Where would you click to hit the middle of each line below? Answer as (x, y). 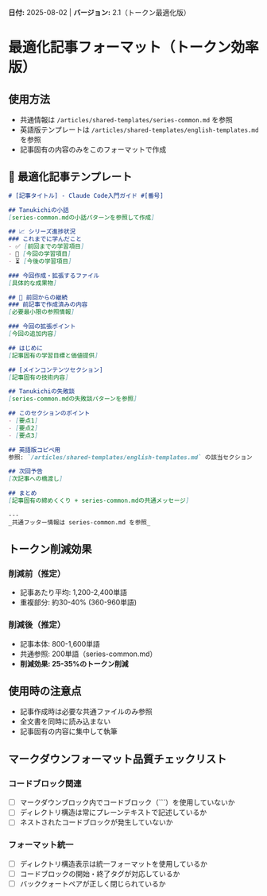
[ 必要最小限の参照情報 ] (42, 312)
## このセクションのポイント (49, 413)
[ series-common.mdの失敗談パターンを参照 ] (73, 399)
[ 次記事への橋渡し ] (36, 479)
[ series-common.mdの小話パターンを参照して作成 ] (81, 218)
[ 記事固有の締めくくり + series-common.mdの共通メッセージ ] (99, 501)
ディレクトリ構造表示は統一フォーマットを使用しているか (114, 863)
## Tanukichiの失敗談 (42, 392)
